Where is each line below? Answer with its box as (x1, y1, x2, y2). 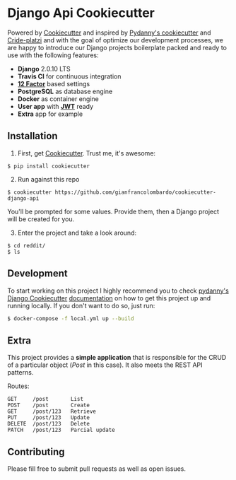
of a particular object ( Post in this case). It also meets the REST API (7, 361, 203, 369)
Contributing (7, 445, 65, 457)
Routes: (7, 382, 30, 390)
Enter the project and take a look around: (17, 228, 136, 237)
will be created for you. (7, 214, 75, 223)
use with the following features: (7, 51, 99, 59)
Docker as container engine (17, 94, 99, 103)
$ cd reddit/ (7, 242, 46, 249)
